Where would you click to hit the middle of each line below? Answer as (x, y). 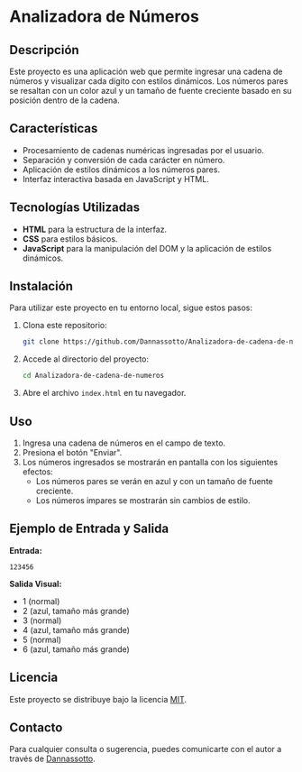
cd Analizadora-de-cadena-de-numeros (93, 376)
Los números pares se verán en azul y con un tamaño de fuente (154, 481)
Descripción (44, 50)
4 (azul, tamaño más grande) (76, 630)
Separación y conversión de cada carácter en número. (124, 160)
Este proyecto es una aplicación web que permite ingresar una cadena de (146, 71)
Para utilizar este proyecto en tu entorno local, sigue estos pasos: (131, 308)
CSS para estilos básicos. (70, 239)
